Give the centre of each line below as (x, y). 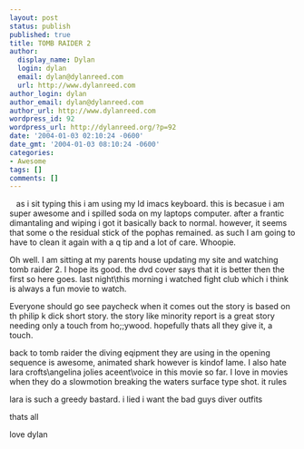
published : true (40, 34)
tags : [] (26, 170)
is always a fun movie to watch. (68, 289)
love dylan (29, 434)
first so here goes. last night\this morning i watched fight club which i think (149, 279)
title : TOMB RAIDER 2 (50, 43)
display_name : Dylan (56, 60)
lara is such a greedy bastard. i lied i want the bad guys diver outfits (136, 399)
